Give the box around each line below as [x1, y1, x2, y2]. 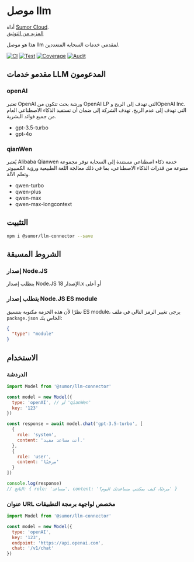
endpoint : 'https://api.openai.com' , [12, 540, 104, 546]
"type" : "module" [12, 331, 54, 337]
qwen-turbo [15, 181, 44, 189]
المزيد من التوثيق [6, 29, 44, 36]
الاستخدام [6, 352, 39, 362]
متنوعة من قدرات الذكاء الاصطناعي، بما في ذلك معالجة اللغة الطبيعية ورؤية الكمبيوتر [6, 164, 189, 171]
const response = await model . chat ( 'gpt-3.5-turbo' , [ [6, 421, 143, 427]
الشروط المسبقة [6, 249, 61, 259]
